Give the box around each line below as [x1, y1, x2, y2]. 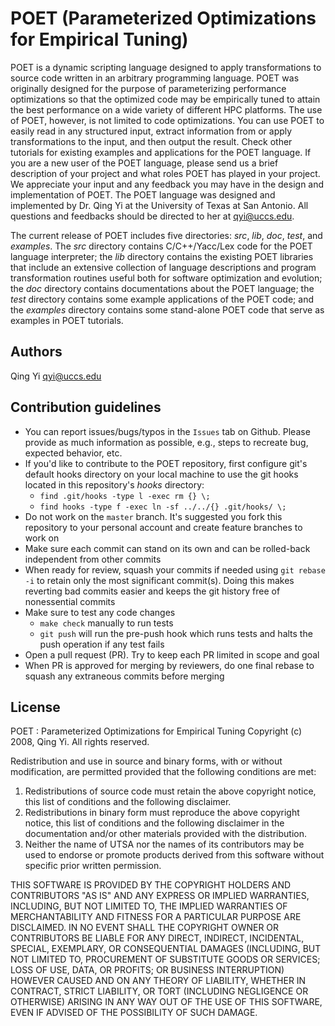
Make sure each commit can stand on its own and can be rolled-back [24, 542, 311, 554]
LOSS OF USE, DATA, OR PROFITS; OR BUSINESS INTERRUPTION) [10, 964, 285, 976]
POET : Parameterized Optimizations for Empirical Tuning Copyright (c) [10, 725, 303, 737]
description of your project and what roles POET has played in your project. [10, 167, 321, 179]
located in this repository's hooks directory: [24, 478, 205, 491]
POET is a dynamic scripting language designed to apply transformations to [10, 61, 322, 73]
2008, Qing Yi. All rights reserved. [10, 736, 150, 748]
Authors [10, 343, 63, 361]
